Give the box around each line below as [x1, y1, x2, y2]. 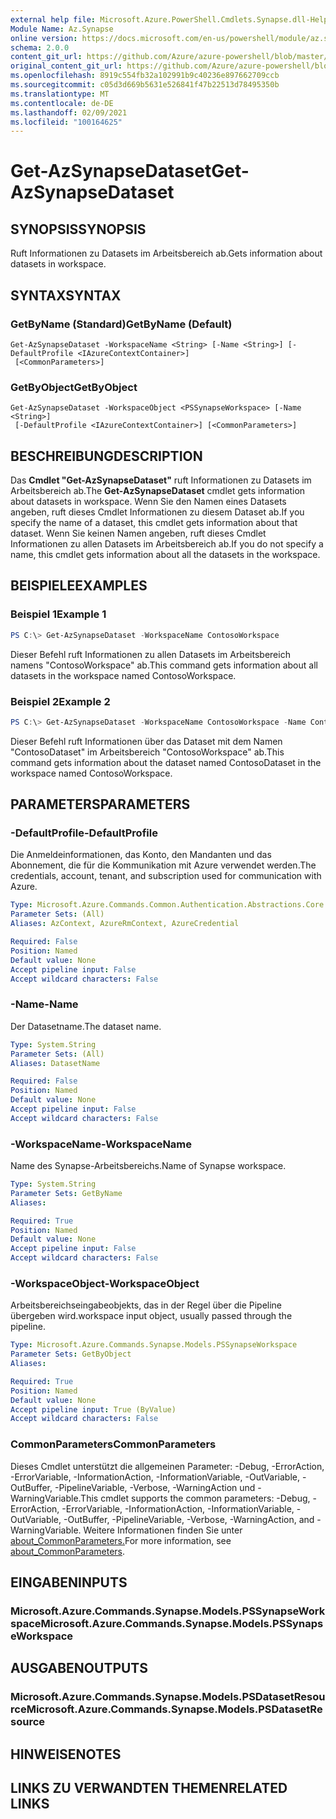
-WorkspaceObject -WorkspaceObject [10, 1276, 200, 1290]
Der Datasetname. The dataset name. [10, 1020, 162, 1032]
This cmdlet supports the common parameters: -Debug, [80, 1492, 311, 1504]
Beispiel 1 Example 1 [10, 607, 107, 621]
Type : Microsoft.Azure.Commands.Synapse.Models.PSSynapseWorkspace [10, 1340, 298, 1350]
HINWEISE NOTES [10, 1746, 122, 1763]
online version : [10, 33, 78, 43]
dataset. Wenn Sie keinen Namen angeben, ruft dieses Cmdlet [10, 527, 267, 540]
